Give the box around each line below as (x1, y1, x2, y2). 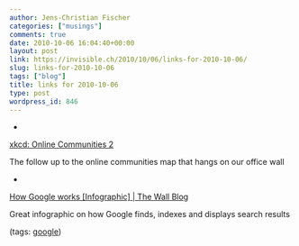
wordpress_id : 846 (9, 96, 78, 106)
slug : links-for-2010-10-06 (9, 64, 115, 73)
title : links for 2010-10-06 (9, 80, 119, 89)
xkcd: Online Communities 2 (9, 139, 114, 150)
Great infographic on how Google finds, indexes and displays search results (9, 209, 291, 220)
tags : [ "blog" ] (9, 72, 67, 81)
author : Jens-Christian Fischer (9, 13, 131, 23)
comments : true (9, 30, 67, 39)
